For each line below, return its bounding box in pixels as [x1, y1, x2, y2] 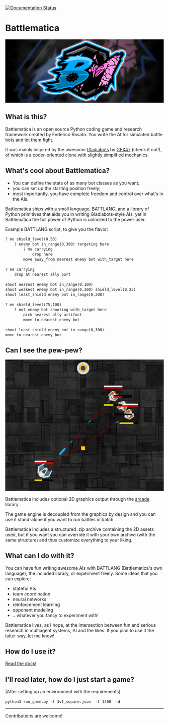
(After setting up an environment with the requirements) [5, 689, 121, 695]
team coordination [12, 590, 51, 597]
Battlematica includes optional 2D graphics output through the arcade [5, 496, 150, 502]
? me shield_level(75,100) [5, 302, 62, 307]
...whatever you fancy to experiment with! [12, 612, 99, 618]
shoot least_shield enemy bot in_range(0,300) [5, 327, 105, 332]
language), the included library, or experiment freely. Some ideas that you [5, 570, 158, 576]
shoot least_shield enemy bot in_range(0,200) [5, 292, 105, 297]
